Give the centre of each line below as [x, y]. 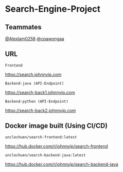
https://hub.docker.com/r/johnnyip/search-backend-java [61, 164]
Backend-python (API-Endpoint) [37, 101]
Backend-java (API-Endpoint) [35, 83]
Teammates [23, 27]
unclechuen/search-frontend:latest [41, 137]
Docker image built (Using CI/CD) [56, 126]
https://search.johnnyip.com [33, 74]
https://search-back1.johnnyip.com [40, 92]
